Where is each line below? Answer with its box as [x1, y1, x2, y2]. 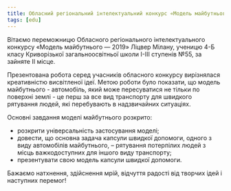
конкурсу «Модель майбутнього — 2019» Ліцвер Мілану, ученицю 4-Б [7, 43, 215, 51]
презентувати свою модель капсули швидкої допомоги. [16, 155, 182, 164]
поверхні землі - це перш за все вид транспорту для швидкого [7, 92, 192, 100]
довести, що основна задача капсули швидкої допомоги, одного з [16, 133, 212, 142]
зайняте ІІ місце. [7, 57, 56, 65]
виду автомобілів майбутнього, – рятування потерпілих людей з [16, 141, 206, 149]
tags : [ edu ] [7, 16, 41, 23]
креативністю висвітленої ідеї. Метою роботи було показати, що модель [7, 78, 221, 86]
